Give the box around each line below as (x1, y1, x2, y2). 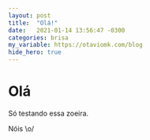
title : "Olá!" (8, 19, 58, 27)
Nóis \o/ (8, 123, 35, 133)
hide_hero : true (8, 48, 62, 56)
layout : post (8, 11, 51, 20)
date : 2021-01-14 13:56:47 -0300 (8, 26, 126, 34)
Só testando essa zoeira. (8, 108, 89, 118)
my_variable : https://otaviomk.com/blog (8, 41, 144, 49)
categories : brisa (8, 33, 69, 42)
